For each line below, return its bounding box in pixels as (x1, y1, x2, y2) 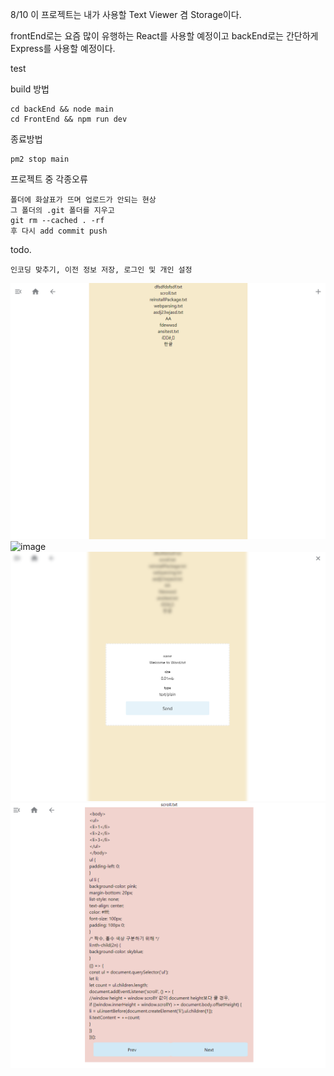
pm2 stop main (10, 154, 70, 164)
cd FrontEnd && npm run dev (10, 114, 128, 124)
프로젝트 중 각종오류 (10, 173, 88, 185)
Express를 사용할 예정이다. (10, 43, 116, 54)
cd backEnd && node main (10, 104, 114, 114)
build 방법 (10, 83, 50, 95)
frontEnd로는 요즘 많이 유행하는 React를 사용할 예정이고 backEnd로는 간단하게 (10, 30, 319, 42)
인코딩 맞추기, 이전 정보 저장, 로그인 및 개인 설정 (10, 265, 193, 275)
